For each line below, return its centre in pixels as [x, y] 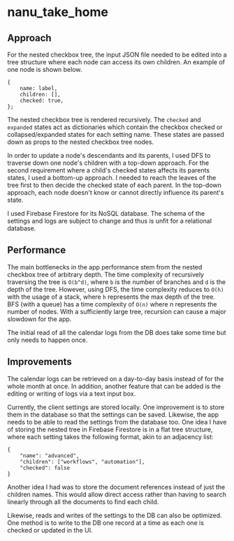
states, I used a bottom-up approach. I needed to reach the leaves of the [112, 178]
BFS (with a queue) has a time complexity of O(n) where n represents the [112, 304]
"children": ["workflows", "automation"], [82, 461]
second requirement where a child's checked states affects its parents [109, 170]
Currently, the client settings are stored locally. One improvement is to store [116, 407]
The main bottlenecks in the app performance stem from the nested [105, 267]
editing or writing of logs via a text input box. [72, 393]
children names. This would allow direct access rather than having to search [117, 494]
